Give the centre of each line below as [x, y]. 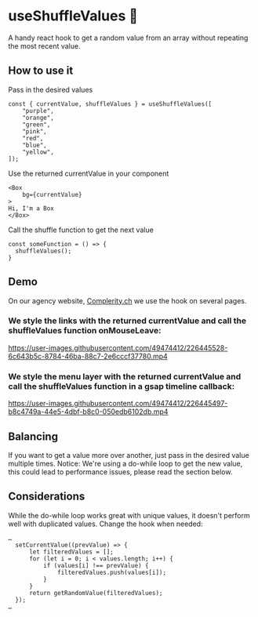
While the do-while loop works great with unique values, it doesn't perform [129, 515]
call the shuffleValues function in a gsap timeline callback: [122, 386]
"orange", [38, 118]
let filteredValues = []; [71, 552]
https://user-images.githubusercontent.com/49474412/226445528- [118, 347]
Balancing [33, 436]
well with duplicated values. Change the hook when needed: [105, 524]
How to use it [41, 71]
